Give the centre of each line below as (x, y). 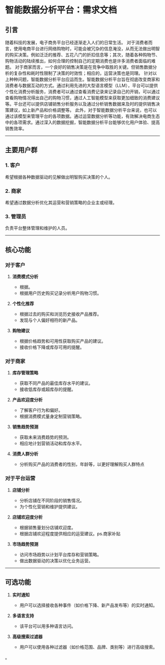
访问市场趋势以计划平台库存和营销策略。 (60, 554)
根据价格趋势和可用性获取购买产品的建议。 (63, 341)
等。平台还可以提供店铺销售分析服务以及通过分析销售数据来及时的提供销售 (80, 104)
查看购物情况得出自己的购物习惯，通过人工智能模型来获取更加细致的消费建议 (82, 98)
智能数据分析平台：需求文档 (61, 10)
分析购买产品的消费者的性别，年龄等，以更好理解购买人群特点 (82, 464)
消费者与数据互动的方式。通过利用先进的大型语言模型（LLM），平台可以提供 (82, 86)
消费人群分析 (25, 454)
